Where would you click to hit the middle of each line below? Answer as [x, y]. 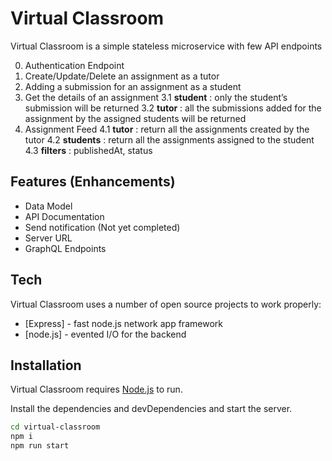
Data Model [48, 206]
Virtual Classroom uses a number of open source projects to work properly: [166, 304]
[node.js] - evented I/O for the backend [105, 334]
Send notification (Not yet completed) [102, 227]
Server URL [48, 238]
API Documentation [64, 216]
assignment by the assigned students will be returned [135, 118]
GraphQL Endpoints [65, 248]
